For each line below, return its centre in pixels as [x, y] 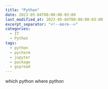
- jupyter [20, 57]
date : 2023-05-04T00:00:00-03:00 [41, 15]
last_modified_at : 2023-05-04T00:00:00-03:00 [54, 19]
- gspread [20, 67]
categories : [18, 29]
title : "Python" [22, 10]
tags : [11, 43]
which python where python [35, 81]
